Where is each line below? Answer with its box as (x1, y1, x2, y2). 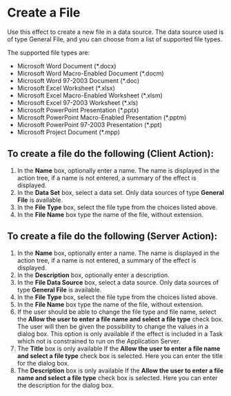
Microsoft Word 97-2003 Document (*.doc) (17, 76, 140, 84)
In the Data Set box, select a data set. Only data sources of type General (17, 188, 224, 196)
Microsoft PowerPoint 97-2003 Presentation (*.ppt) (17, 120, 162, 129)
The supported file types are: (7, 48, 90, 57)
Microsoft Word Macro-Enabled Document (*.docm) (17, 69, 164, 77)
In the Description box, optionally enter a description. (17, 271, 170, 279)
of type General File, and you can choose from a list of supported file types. (7, 35, 223, 43)
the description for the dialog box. (17, 381, 114, 389)
